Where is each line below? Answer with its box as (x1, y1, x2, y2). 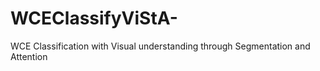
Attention (10, 50, 48, 62)
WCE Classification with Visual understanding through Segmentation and (10, 40, 311, 52)
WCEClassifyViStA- (10, 7, 178, 30)
